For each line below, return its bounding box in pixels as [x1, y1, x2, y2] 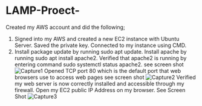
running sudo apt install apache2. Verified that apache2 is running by [14, 54, 187, 61]
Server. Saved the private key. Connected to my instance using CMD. [14, 42, 187, 49]
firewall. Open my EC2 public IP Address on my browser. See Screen [14, 86, 186, 93]
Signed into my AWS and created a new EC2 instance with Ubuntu [14, 35, 180, 42]
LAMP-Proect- [5, 4, 80, 17]
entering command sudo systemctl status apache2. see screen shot [14, 61, 184, 68]
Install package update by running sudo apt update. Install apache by [14, 48, 187, 55]
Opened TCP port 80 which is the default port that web [44, 67, 181, 74]
